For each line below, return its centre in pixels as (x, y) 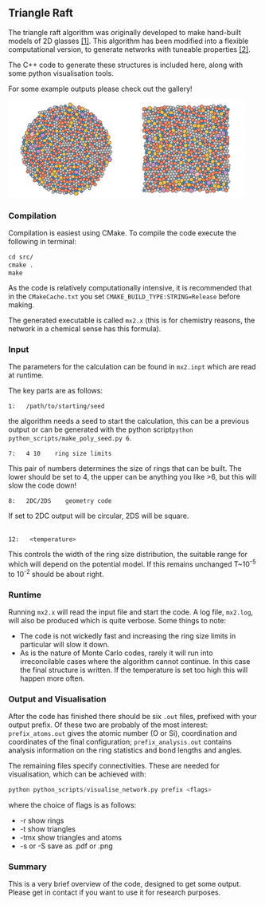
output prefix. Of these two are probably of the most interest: (108, 725)
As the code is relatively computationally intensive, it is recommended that (130, 288)
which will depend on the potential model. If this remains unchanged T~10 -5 (132, 563)
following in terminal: (43, 242)
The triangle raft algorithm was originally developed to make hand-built (125, 32)
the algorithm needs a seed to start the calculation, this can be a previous (129, 421)
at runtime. (26, 375)
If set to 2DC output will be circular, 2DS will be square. (99, 516)
